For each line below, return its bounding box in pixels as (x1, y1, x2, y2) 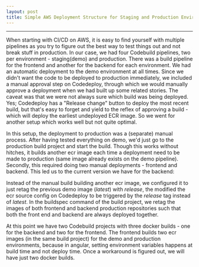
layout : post (6, 8, 38, 15)
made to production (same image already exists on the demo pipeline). (6, 155, 179, 162)
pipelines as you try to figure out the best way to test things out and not (6, 42, 181, 49)
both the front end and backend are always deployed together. (6, 211, 159, 218)
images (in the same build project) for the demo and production (6, 235, 161, 242)
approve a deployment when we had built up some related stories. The (6, 87, 179, 94)
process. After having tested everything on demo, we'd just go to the (6, 136, 174, 143)
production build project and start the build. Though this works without (6, 142, 179, 149)
